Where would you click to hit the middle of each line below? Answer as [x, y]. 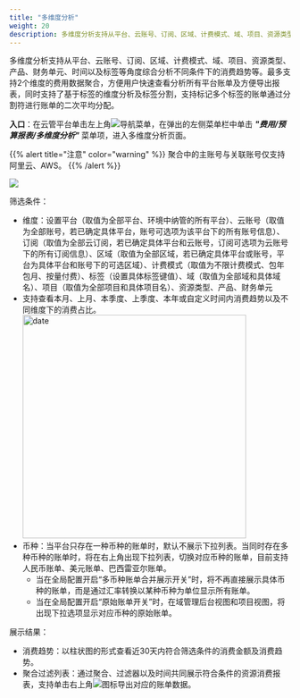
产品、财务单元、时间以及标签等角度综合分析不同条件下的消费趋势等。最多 [146, 71]
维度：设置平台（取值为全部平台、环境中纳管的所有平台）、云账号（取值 [153, 221]
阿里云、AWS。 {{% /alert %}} [65, 165]
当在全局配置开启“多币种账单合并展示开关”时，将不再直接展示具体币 [160, 580]
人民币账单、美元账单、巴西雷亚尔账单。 [96, 568]
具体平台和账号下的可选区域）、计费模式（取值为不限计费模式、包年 [161, 265]
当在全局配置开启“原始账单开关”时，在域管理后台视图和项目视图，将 [160, 602]
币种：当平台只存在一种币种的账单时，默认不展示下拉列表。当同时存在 [151, 546]
